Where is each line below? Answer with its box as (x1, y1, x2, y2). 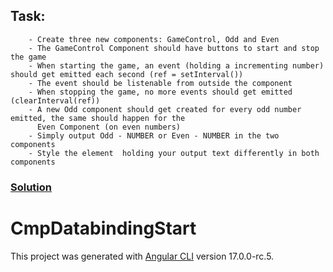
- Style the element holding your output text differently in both (28, 148, 320, 158)
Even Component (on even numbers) (36, 122, 182, 132)
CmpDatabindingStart (10, 217, 197, 239)
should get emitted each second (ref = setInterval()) (10, 69, 244, 79)
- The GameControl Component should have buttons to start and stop (28, 43, 320, 53)
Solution (10, 180, 53, 194)
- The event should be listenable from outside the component (28, 78, 293, 88)
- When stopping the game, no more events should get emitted (28, 87, 293, 97)
